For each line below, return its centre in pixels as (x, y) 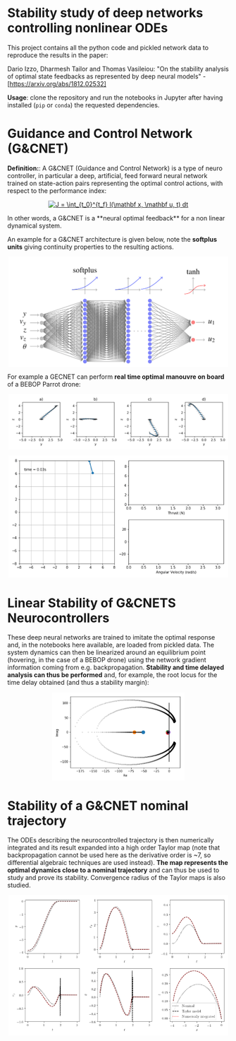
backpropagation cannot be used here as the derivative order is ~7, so (109, 855)
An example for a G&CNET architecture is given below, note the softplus (112, 239)
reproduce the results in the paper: (58, 55)
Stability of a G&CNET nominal (98, 805)
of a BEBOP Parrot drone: (44, 384)
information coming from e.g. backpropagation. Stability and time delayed (116, 667)
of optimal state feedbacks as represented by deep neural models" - (107, 76)
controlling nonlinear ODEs (88, 28)
